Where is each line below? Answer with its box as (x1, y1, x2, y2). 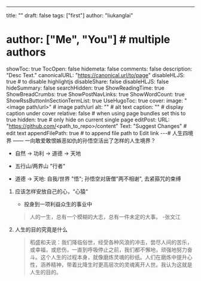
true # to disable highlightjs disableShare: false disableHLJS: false (6, 78, 169, 85)
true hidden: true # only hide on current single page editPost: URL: (6, 116, 170, 123)
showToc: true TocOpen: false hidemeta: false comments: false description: (6, 65, 193, 72)
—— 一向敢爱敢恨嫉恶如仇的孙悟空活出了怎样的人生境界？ (13, 137, 156, 144)
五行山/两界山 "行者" (14, 162, 66, 169)
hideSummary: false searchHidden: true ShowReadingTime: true (6, 84, 165, 91)
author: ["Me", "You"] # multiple (6, 33, 170, 47)
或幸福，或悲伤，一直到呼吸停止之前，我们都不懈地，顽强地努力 (29, 246, 187, 253)
